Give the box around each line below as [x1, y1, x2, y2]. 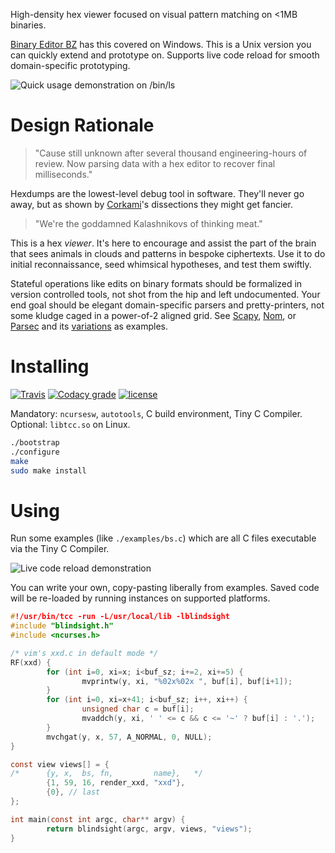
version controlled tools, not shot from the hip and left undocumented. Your [10, 288, 321, 300]
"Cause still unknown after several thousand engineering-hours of [34, 147, 308, 159]
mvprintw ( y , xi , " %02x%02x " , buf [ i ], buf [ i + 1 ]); [81, 676, 293, 686]
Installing [10, 355, 90, 378]
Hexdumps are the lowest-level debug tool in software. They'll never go [10, 187, 305, 199]
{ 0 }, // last [46, 787, 101, 798]
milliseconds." [34, 168, 93, 180]
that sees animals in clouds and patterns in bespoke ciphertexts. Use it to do [10, 247, 326, 259]
